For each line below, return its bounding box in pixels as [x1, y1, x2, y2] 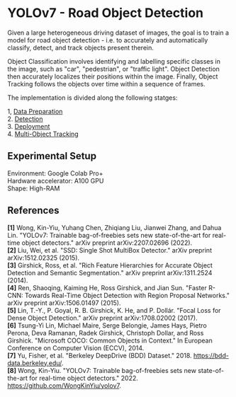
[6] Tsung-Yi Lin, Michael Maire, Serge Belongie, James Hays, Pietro [7, 321, 207, 330]
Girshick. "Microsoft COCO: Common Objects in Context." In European [7, 336, 213, 345]
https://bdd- [193, 351, 229, 359]
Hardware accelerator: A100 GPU [7, 176, 104, 185]
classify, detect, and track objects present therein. [7, 43, 154, 52]
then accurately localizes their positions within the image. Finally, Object [7, 72, 218, 81]
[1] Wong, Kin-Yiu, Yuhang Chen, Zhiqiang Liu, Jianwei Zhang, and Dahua [7, 223, 222, 231]
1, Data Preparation [7, 107, 63, 115]
